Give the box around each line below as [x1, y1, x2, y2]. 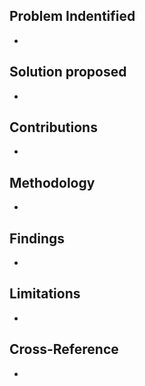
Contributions [9, 119, 98, 136]
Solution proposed [9, 64, 127, 81]
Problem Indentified [9, 8, 136, 25]
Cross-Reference [9, 341, 119, 358]
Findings [9, 230, 66, 247]
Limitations [9, 285, 81, 303]
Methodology [9, 174, 96, 191]
